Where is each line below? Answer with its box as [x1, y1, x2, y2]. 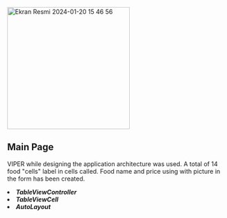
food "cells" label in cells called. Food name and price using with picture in [7, 167, 221, 175]
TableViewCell [16, 195, 59, 203]
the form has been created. [7, 174, 85, 183]
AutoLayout [16, 202, 51, 210]
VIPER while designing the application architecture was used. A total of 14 [7, 159, 218, 168]
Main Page [7, 141, 54, 153]
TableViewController [16, 188, 77, 196]
